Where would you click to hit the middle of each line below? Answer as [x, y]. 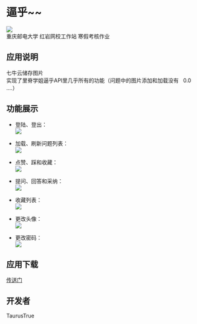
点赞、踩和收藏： [36, 162]
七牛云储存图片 [25, 72]
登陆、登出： [31, 124]
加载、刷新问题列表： [41, 143]
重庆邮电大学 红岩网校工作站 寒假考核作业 [58, 36]
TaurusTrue [21, 316]
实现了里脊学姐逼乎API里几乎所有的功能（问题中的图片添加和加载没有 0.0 [99, 80]
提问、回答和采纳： [39, 181]
